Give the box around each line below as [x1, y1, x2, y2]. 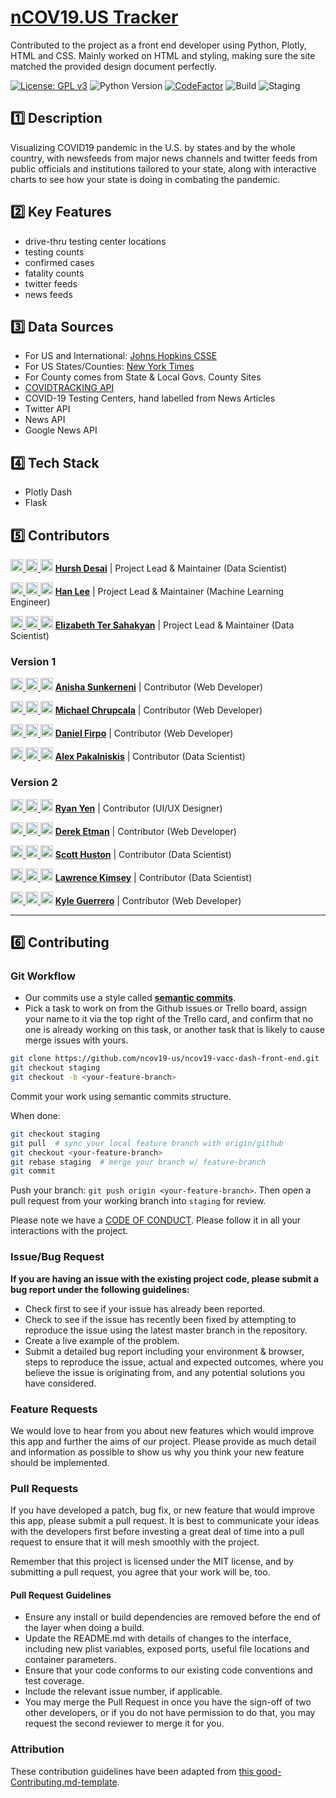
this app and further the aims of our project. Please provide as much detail [10, 1435, 317, 1447]
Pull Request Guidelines [10, 1589, 112, 1601]
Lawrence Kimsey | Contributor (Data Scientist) [54, 871, 253, 883]
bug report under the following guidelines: [10, 1283, 190, 1295]
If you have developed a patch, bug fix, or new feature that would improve [10, 1504, 315, 1516]
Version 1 [10, 654, 57, 668]
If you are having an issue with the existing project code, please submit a [10, 1272, 319, 1285]
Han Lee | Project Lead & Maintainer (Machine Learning [54, 586, 284, 597]
